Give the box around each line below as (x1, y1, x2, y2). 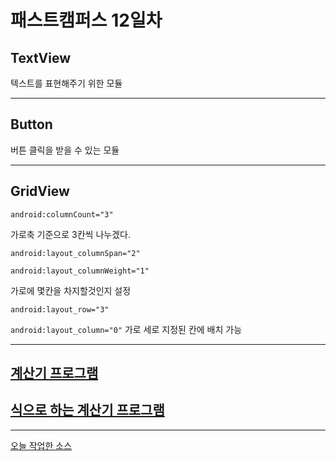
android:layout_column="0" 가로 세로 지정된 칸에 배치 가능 (10, 323, 243, 335)
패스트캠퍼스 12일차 (10, 9, 163, 32)
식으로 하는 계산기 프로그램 (10, 402, 165, 419)
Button (10, 116, 53, 133)
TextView (10, 49, 71, 66)
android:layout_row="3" (10, 304, 110, 315)
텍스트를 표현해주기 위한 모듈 (10, 77, 123, 89)
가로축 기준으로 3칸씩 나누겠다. (10, 228, 131, 240)
